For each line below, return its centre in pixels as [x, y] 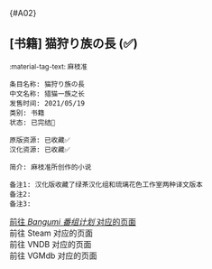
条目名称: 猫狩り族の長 [47, 84]
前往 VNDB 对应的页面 [51, 244]
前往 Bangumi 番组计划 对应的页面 [73, 221]
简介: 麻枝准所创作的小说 [51, 167]
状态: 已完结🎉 [32, 122]
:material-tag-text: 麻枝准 [48, 67]
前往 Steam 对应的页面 [51, 233]
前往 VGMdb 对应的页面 [53, 255]
